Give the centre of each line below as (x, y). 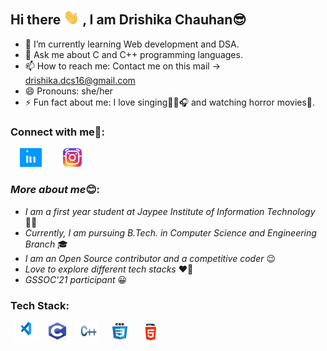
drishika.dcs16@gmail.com (80, 81)
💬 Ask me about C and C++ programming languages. (133, 55)
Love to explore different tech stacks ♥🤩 (109, 269)
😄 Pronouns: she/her (68, 91)
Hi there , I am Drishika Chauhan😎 (128, 20)
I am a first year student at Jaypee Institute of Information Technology (170, 211)
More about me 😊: (55, 190)
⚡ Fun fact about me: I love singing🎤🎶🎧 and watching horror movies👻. (170, 102)
